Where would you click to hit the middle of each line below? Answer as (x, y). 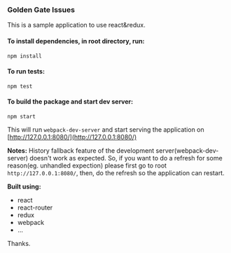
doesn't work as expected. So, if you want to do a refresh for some (126, 158)
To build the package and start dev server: (70, 102)
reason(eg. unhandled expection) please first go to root (87, 165)
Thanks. (19, 243)
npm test (20, 86)
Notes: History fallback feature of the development (81, 150)
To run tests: (26, 71)
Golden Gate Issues (41, 10)
